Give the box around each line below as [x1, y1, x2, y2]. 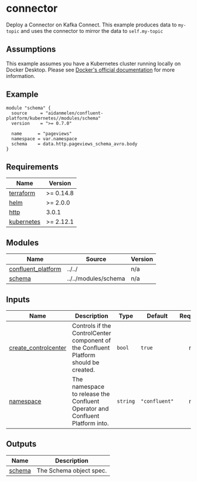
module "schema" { [6, 105, 51, 111]
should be [72, 358, 100, 366]
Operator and [72, 405, 109, 412]
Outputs [6, 439, 37, 449]
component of [72, 337, 111, 344]
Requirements [6, 162, 59, 172]
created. [72, 366, 95, 374]
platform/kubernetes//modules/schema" [6, 115, 101, 121]
